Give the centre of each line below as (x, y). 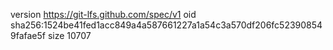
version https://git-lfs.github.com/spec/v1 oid (103, 14)
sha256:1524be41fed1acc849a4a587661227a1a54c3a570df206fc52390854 (166, 25)
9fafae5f (28, 35)
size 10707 (69, 35)
